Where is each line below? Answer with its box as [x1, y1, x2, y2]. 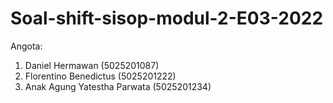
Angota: [10, 40, 43, 52]
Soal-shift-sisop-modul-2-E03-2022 [10, 7, 324, 30]
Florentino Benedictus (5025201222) [24, 70, 177, 82]
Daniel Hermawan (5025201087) [24, 59, 160, 71]
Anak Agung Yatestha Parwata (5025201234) [24, 80, 212, 92]
